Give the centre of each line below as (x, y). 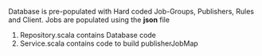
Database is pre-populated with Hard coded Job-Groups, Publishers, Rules (131, 11)
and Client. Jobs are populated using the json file (89, 20)
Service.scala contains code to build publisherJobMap (109, 43)
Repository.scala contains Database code (88, 35)
